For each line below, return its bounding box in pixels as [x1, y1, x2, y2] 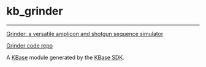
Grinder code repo [6, 41, 53, 49]
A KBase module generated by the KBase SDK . [6, 54, 124, 61]
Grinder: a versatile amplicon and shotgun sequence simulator [6, 30, 164, 37]
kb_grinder [6, 4, 63, 18]
